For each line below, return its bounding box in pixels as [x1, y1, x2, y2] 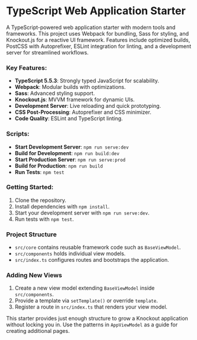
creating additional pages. [6, 328, 70, 335]
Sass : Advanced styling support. [14, 90, 95, 97]
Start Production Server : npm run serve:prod [14, 156, 126, 163]
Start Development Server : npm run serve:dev [14, 143, 129, 150]
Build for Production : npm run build [14, 162, 103, 169]
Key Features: [6, 63, 47, 72]
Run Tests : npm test [14, 168, 65, 175]
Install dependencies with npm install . [14, 203, 110, 210]
